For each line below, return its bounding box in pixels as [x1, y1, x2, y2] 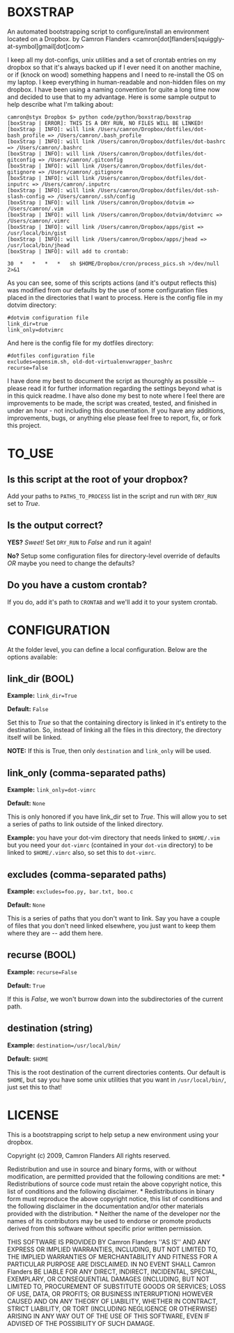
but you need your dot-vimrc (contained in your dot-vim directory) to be [7, 841, 214, 849]
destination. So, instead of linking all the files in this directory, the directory [7, 726, 221, 734]
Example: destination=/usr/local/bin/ [7, 1041, 121, 1049]
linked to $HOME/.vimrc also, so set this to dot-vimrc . [7, 849, 157, 857]
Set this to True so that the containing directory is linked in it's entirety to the [7, 718, 227, 727]
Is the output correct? [7, 519, 103, 531]
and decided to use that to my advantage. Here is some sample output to [7, 92, 217, 101]
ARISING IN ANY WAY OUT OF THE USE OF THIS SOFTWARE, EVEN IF [7, 1311, 210, 1320]
